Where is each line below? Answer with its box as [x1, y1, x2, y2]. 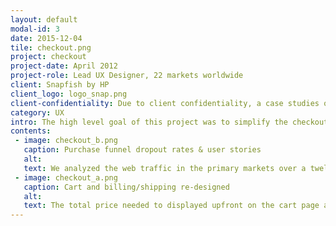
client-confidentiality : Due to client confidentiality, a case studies [10, 98, 320, 108]
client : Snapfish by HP [10, 80, 110, 90]
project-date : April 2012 [10, 61, 118, 71]
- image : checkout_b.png [14, 136, 118, 146]
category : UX [10, 107, 65, 118]
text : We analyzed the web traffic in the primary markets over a [23, 163, 307, 173]
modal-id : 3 [10, 24, 60, 34]
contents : [10, 126, 52, 136]
